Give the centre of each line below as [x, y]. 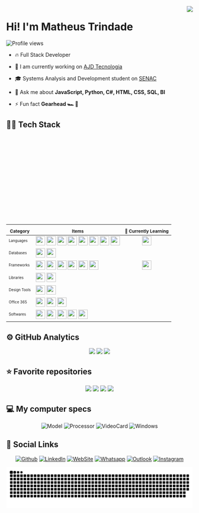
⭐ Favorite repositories [49, 371]
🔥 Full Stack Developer [43, 54]
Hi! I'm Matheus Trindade [70, 27]
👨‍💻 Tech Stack [33, 125]
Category [20, 231]
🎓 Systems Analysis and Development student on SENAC [86, 78]
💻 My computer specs [49, 409]
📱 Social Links [32, 445]
